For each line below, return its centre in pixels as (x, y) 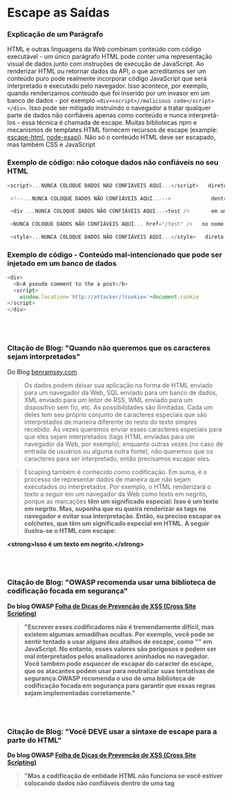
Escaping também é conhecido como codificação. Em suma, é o (115, 472)
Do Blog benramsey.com (42, 371)
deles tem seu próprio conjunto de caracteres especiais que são (115, 414)
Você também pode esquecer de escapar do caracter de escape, (119, 664)
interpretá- (204, 115)
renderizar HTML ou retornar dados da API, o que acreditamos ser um (107, 71)
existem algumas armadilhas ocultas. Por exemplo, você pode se (119, 634)
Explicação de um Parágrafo (55, 35)
